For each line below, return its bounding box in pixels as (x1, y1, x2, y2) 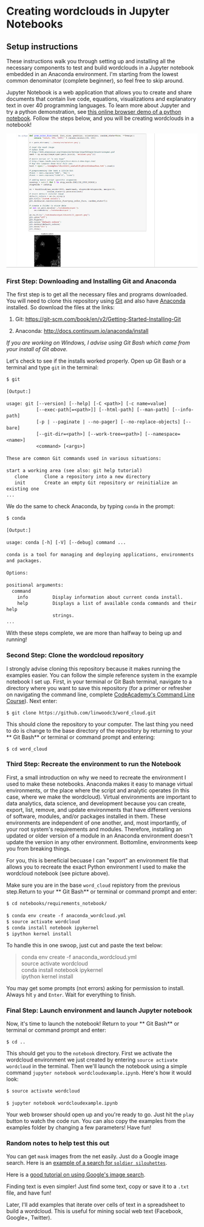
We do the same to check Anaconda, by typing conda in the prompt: (6, 503, 175, 510)
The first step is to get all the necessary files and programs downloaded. (6, 291, 188, 298)
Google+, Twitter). (6, 1214, 52, 1222)
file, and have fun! (6, 1189, 52, 1197)
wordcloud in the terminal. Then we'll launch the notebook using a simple (6, 1063, 187, 1070)
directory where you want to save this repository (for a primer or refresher (6, 684, 192, 691)
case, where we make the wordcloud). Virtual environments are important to (6, 793, 197, 800)
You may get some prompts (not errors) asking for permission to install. (6, 984, 185, 991)
